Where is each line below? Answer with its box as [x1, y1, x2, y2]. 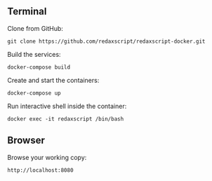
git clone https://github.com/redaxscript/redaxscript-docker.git [7, 38, 206, 45]
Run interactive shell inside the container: [7, 102, 127, 110]
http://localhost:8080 [7, 166, 74, 174]
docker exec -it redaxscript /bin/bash [7, 115, 124, 122]
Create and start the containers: [7, 76, 100, 84]
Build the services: [7, 50, 61, 58]
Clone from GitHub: [7, 24, 63, 32]
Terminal [7, 6, 47, 18]
